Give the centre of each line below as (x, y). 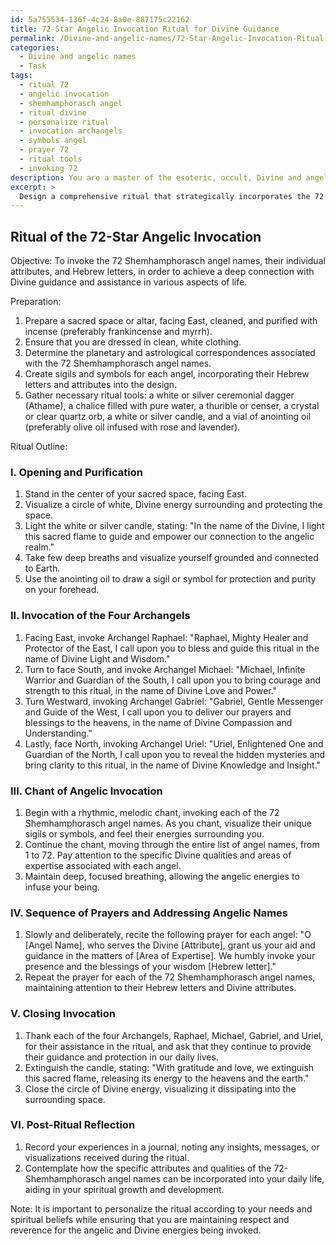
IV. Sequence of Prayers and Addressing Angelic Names (149, 913)
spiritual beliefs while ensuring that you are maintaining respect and (150, 1219)
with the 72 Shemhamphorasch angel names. (118, 363)
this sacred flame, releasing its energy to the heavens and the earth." (167, 1078)
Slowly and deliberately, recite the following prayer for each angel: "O (168, 935)
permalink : (33, 38)
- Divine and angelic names (78, 57)
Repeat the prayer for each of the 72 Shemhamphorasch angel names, (170, 977)
